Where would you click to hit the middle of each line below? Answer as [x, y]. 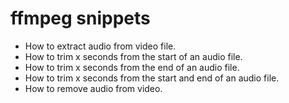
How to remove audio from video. [93, 88]
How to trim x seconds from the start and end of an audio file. [152, 78]
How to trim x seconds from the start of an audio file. [133, 56]
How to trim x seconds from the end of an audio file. [132, 67]
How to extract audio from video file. [100, 46]
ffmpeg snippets [80, 18]
